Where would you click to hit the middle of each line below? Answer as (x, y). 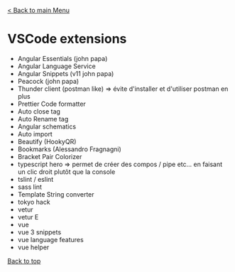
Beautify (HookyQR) (47, 141)
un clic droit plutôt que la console (66, 172)
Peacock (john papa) (48, 81)
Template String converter (56, 194)
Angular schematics (47, 126)
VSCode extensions (67, 39)
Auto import (35, 134)
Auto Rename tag (43, 119)
